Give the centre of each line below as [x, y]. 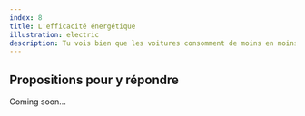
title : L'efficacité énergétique [73, 26]
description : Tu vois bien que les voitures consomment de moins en [142, 43]
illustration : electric [54, 34]
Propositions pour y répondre [94, 79]
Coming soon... [38, 101]
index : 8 [26, 18]
